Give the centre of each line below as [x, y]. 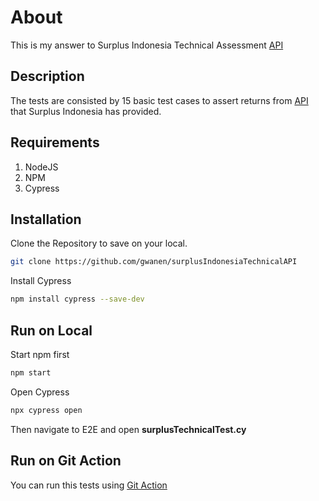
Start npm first [40, 354]
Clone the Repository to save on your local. [99, 243]
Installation [46, 219]
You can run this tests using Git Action [89, 485]
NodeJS [41, 167]
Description [47, 76]
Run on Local [51, 330]
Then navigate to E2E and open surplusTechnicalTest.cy [128, 429]
